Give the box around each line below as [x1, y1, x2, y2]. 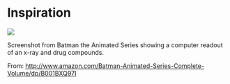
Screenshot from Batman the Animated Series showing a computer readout [7, 40, 223, 49]
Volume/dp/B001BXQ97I [7, 69, 77, 77]
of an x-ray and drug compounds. [7, 48, 105, 56]
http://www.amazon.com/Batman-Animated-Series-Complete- [25, 61, 204, 70]
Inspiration [7, 5, 71, 21]
